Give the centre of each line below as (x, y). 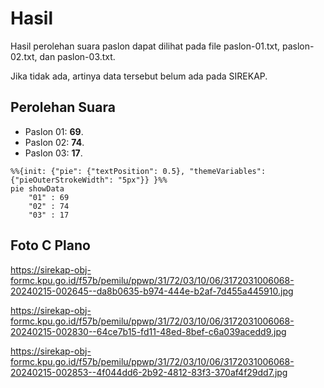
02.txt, (24, 56)
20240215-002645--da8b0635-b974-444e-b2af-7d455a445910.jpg (152, 291)
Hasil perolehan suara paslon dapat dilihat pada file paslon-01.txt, (145, 46)
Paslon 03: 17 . (53, 153)
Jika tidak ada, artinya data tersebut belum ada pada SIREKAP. (139, 76)
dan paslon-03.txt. (77, 56)
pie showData (37, 188)
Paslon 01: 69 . (54, 131)
